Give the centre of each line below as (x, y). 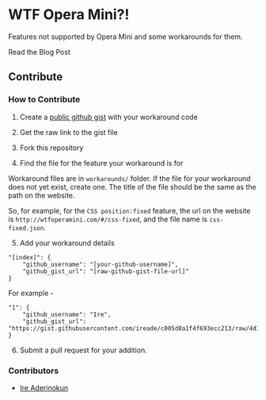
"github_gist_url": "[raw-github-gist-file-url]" (106, 271)
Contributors (34, 371)
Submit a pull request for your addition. (84, 350)
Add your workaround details (67, 243)
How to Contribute (44, 99)
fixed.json (26, 228)
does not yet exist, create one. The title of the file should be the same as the (132, 187)
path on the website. (42, 195)
